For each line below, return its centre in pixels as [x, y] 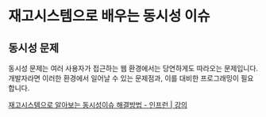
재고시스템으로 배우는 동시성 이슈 [109, 16]
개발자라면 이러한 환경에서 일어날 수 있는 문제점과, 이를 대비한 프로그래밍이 [124, 78]
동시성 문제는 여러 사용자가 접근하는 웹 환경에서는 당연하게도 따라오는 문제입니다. [133, 68]
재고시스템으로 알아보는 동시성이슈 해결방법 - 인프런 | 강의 [98, 105]
